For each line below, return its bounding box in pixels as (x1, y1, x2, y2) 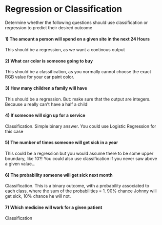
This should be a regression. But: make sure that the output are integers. (5, 96, 151, 102)
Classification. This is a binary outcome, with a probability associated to (5, 183, 150, 189)
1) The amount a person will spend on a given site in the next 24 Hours (5, 36, 150, 42)
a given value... (5, 161, 36, 166)
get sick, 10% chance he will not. (5, 193, 71, 199)
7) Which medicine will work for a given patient (5, 204, 102, 210)
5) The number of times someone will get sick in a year (5, 140, 118, 145)
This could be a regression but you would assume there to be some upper (5, 150, 154, 156)
